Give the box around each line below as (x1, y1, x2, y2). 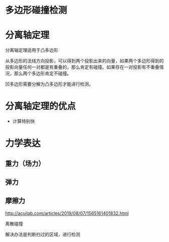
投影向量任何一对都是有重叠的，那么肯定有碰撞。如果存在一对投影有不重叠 (5, 64, 159, 70)
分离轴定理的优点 (5, 101, 76, 112)
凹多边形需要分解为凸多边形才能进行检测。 (5, 81, 94, 87)
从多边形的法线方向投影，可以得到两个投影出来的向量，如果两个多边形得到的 (5, 58, 164, 64)
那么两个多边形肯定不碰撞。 (14, 70, 71, 76)
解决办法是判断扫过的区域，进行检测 (5, 231, 80, 237)
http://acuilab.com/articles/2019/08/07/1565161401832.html (5, 210, 129, 216)
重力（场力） (5, 159, 45, 168)
